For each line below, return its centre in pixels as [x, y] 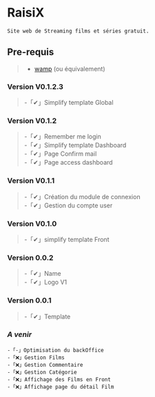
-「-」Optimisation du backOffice [56, 350]
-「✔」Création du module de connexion [82, 196]
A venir [20, 334]
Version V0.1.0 [32, 223]
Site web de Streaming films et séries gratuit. [78, 31]
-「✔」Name [42, 274]
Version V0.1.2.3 [35, 86]
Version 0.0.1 [29, 301]
